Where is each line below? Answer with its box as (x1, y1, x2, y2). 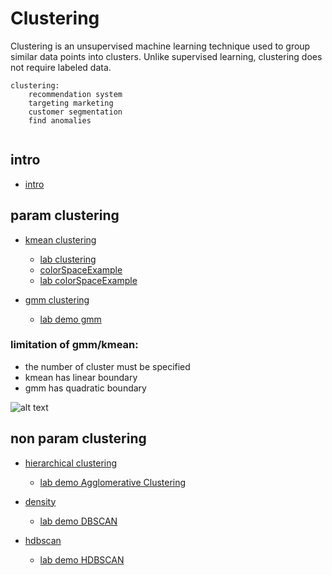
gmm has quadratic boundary (24, 382, 147, 394)
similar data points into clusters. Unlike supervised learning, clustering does (10, 50, 323, 62)
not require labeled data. (10, 61, 112, 73)
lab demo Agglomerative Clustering (39, 476, 187, 488)
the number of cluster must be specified (24, 360, 191, 372)
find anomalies (28, 115, 92, 126)
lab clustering (39, 253, 97, 265)
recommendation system (28, 89, 123, 99)
